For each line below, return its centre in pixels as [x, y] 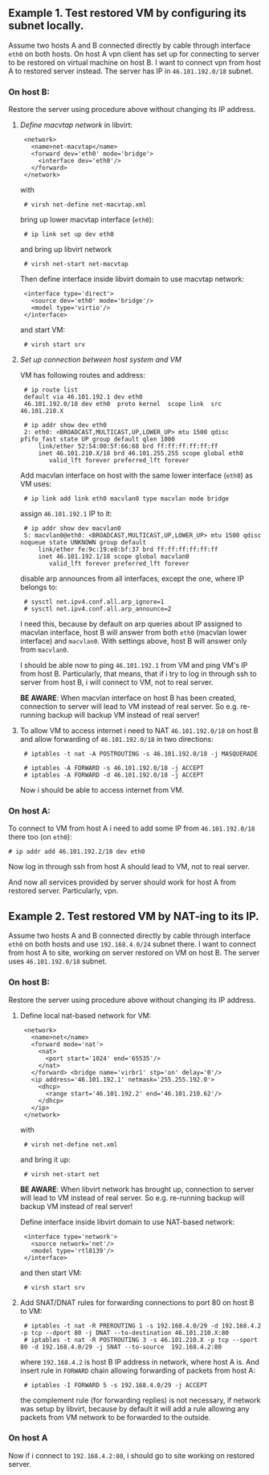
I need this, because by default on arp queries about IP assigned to [131, 624]
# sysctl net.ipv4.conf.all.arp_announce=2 [98, 609]
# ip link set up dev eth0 [69, 234]
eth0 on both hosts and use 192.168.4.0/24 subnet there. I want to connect [132, 944]
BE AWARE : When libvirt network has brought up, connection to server [137, 1189]
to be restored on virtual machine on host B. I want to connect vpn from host [134, 62]
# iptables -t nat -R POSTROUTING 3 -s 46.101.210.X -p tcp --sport [141, 1340]
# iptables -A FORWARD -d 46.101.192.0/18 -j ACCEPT [114, 775]
